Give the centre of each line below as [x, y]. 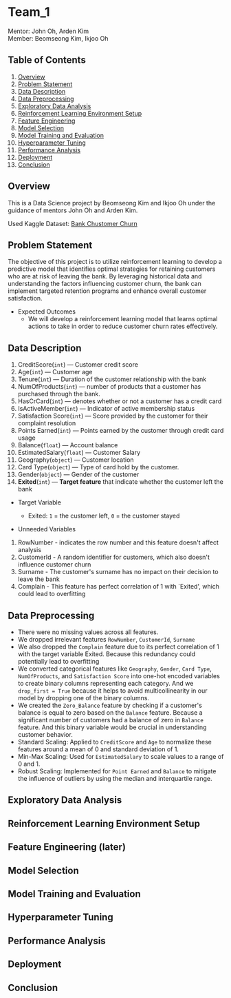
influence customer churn [54, 564]
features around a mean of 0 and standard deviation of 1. [98, 749]
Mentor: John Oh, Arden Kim [48, 31]
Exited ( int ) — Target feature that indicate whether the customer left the [121, 482]
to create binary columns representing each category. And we [106, 683]
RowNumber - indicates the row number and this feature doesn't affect [118, 542]
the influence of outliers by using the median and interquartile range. [115, 778]
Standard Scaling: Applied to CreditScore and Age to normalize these [114, 742]
